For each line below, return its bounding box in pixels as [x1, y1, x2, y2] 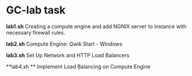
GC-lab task [6, 4, 66, 17]
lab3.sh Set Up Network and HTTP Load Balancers [6, 51, 130, 58]
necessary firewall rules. [6, 29, 66, 36]
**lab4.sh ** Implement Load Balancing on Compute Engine [6, 63, 151, 70]
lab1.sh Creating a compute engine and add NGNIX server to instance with [6, 23, 187, 30]
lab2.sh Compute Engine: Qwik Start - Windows [6, 40, 123, 47]
